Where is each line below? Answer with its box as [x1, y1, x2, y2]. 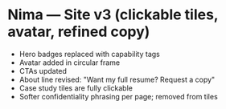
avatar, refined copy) [7, 22, 150, 41]
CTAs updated [18, 66, 68, 75]
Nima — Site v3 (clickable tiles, [7, 6, 219, 24]
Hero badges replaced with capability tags [18, 49, 160, 59]
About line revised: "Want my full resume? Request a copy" [18, 75, 216, 84]
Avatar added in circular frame [18, 58, 121, 67]
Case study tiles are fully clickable [18, 83, 134, 93]
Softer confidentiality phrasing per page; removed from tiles [18, 91, 218, 101]
